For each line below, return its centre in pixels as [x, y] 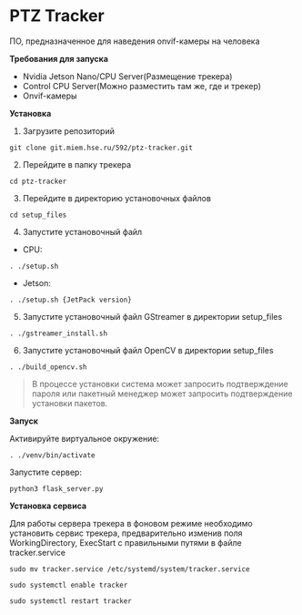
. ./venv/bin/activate [52, 455]
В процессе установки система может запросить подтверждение [160, 384]
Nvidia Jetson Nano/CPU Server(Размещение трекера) [127, 76]
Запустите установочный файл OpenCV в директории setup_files [148, 350]
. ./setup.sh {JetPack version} [70, 300]
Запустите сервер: [45, 472]
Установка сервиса [48, 506]
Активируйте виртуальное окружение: [85, 438]
